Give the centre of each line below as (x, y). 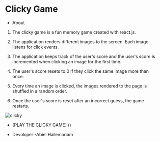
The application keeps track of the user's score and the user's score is (84, 56)
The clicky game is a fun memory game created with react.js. (74, 32)
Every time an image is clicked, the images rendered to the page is (80, 86)
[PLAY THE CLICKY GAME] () (41, 125)
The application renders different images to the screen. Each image (80, 42)
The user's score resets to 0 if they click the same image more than (80, 71)
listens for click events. (35, 47)
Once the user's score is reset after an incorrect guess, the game (78, 100)
